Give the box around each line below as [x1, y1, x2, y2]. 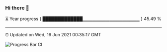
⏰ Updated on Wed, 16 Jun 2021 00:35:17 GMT [5, 32, 101, 38]
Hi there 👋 [5, 4, 30, 11]
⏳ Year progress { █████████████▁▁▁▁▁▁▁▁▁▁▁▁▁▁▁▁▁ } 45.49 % [5, 16, 162, 22]
